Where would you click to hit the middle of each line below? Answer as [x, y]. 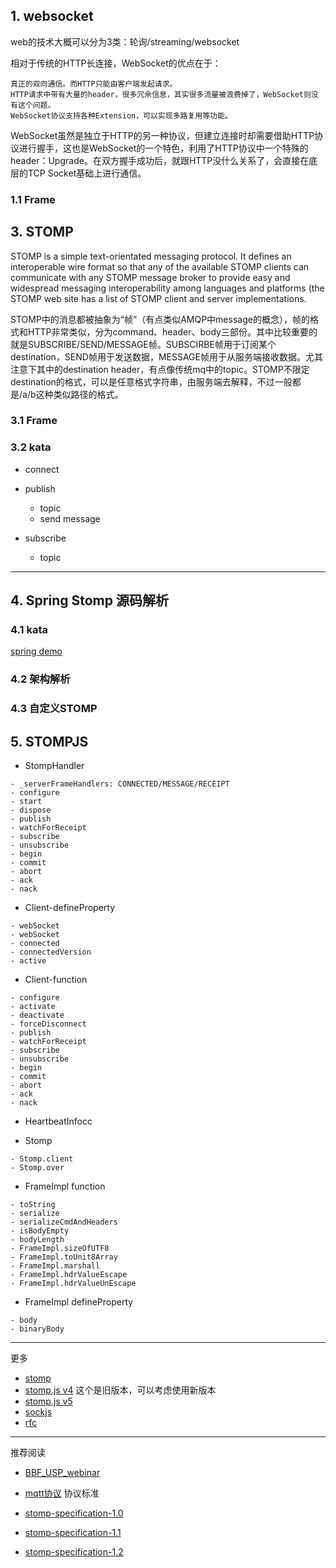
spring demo [36, 651]
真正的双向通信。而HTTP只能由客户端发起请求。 [94, 84]
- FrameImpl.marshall [55, 1266]
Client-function [56, 980]
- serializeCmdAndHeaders [64, 1222]
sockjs [38, 1412]
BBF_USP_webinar [62, 1473]
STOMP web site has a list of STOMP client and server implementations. [158, 298]
